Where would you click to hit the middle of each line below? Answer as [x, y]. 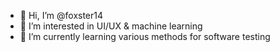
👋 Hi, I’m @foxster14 [61, 15]
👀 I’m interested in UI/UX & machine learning [111, 26]
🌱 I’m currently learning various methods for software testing [145, 36]
